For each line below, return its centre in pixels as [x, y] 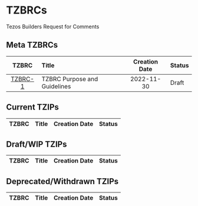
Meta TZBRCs [32, 45]
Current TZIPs [32, 107]
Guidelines [56, 86]
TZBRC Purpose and [70, 79]
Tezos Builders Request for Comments [53, 26]
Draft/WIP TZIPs [37, 144]
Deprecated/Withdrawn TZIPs [62, 181]
